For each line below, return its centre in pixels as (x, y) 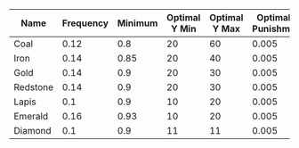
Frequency (85, 23)
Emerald (31, 116)
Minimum (137, 23)
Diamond (32, 131)
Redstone (34, 87)
